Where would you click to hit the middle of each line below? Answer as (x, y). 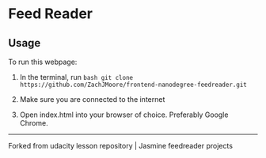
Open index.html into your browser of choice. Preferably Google (124, 115)
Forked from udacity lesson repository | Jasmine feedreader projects (121, 146)
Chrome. (34, 123)
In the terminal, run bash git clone (76, 77)
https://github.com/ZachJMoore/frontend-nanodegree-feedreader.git (133, 85)
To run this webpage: (43, 62)
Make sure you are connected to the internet (92, 99)
